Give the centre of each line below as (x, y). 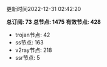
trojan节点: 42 (33, 35)
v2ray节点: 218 (33, 50)
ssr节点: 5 (28, 58)
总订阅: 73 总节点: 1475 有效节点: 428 (54, 22)
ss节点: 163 (29, 42)
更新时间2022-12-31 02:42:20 (44, 9)
